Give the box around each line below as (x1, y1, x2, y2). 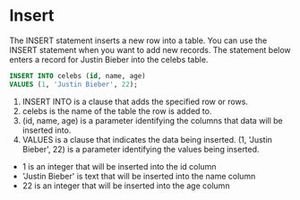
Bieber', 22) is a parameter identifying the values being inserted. (21, 143, 260, 154)
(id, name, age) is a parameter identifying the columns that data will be (21, 115, 284, 126)
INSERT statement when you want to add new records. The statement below (9, 44, 291, 55)
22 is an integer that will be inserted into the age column (21, 180, 230, 191)
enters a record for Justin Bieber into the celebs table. (9, 54, 209, 65)
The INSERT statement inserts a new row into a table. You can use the (9, 35, 268, 46)
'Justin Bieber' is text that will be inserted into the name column (21, 170, 256, 181)
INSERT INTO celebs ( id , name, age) (9, 71, 146, 81)
